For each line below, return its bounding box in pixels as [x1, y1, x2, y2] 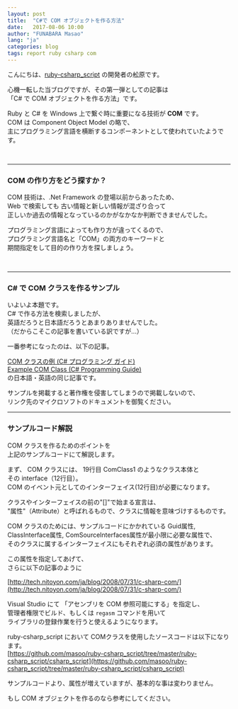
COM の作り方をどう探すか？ [7, 175, 107, 185]
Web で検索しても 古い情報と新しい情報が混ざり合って [7, 202, 166, 210]
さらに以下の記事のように [7, 563, 82, 572]
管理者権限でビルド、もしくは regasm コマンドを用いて [7, 608, 166, 617]
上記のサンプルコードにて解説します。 [7, 450, 118, 458]
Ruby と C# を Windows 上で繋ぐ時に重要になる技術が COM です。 [7, 109, 203, 118]
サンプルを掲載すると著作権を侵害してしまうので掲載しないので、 [7, 389, 200, 397]
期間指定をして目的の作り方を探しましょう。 [7, 244, 137, 252]
